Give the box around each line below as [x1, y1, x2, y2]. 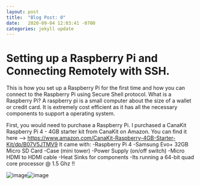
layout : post [6, 8, 39, 15]
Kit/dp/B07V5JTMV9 [6, 141, 58, 148]
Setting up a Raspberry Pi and [6, 52, 158, 65]
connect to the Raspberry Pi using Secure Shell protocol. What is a [6, 91, 172, 98]
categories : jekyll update [6, 25, 74, 32]
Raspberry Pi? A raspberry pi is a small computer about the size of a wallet [6, 97, 192, 104]
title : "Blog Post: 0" [6, 14, 66, 20]
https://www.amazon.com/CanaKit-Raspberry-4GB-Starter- [27, 134, 176, 142]
